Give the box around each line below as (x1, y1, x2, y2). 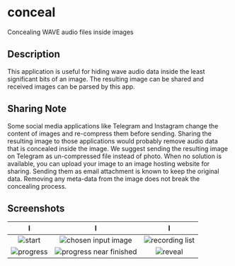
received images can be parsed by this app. (7, 82, 136, 91)
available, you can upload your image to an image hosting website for (7, 159, 210, 167)
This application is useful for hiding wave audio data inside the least (7, 67, 205, 75)
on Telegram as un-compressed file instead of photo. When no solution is (7, 152, 222, 160)
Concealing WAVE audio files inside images (7, 28, 134, 36)
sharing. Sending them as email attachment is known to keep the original (7, 167, 219, 175)
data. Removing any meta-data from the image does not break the (7, 174, 200, 183)
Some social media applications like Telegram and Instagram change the (7, 121, 219, 130)
